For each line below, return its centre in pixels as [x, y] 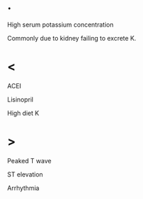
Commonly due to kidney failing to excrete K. [72, 38]
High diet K [23, 113]
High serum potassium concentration [60, 25]
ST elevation [25, 174]
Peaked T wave [29, 160]
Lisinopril [20, 99]
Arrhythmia [23, 188]
